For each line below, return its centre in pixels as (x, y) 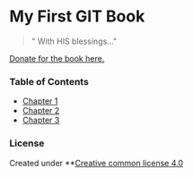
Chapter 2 (41, 111)
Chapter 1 (40, 101)
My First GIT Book (77, 17)
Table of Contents (49, 81)
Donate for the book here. (57, 58)
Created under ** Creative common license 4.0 (96, 163)
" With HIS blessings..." (74, 41)
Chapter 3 (41, 120)
